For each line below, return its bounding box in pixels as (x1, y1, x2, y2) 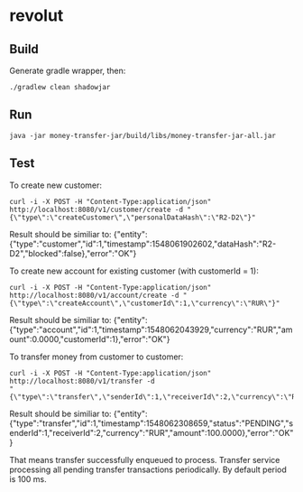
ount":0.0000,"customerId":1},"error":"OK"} (9, 333, 170, 344)
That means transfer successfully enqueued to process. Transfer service (9, 454, 280, 465)
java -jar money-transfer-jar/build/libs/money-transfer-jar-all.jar (9, 131, 277, 140)
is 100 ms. (9, 473, 47, 484)
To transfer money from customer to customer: (9, 351, 184, 362)
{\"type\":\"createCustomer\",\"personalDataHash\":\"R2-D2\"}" (9, 213, 256, 222)
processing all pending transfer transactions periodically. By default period (9, 464, 287, 475)
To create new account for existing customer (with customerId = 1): (9, 265, 259, 276)
